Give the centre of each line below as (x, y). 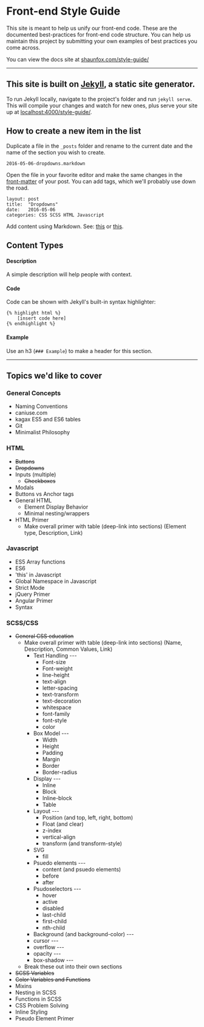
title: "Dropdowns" (32, 204)
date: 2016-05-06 (31, 209)
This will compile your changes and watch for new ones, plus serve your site (102, 106)
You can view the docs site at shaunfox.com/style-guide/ (78, 59)
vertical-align (59, 837)
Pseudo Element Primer (45, 1018)
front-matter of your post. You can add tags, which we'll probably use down (101, 181)
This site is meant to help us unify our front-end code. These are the (92, 28)
